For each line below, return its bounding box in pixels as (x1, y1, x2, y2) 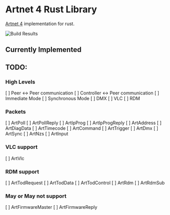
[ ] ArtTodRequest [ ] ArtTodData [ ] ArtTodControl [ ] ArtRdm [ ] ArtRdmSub (5, 180, 165, 186)
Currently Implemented (5, 45, 82, 54)
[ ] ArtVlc (5, 155, 25, 161)
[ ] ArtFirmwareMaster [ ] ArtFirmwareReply (5, 204, 98, 210)
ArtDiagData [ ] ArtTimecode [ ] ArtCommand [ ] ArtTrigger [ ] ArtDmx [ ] (5, 125, 158, 131)
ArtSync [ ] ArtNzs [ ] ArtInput (5, 131, 68, 137)
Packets (5, 108, 26, 115)
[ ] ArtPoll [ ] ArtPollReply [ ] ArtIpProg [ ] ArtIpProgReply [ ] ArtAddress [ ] (5, 120, 162, 126)
